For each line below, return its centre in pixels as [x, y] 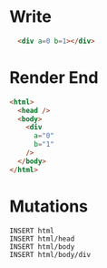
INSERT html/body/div [50, 254]
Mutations [49, 206]
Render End [54, 77]
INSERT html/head [42, 239]
